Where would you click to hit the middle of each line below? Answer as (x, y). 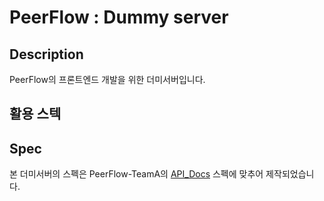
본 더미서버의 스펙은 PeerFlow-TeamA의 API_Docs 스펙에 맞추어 (136, 174)
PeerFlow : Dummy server (119, 17)
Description (46, 54)
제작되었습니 (290, 174)
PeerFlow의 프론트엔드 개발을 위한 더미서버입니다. (107, 79)
